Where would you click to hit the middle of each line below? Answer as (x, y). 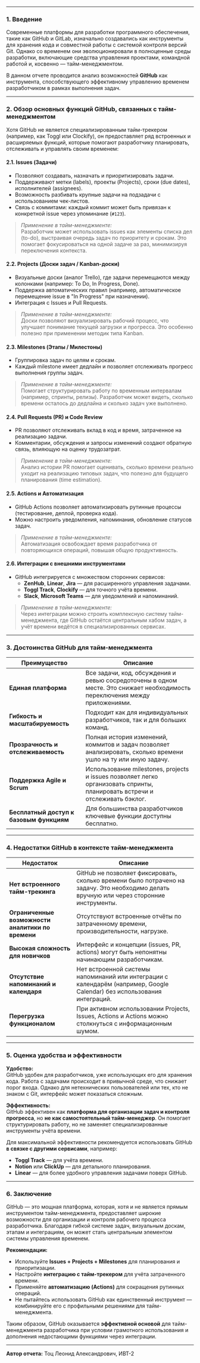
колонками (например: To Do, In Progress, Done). (77, 284)
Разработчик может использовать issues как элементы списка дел (106, 231)
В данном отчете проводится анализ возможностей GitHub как (87, 76)
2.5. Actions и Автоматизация (45, 493)
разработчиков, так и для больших (136, 720)
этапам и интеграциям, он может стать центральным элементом (89, 1232)
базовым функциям (39, 820)
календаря (25, 992)
